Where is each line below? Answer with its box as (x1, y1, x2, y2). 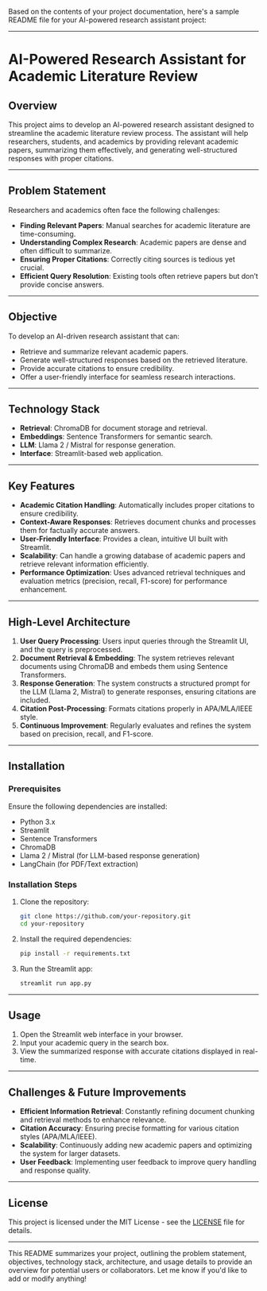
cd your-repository (19, 919, 85, 928)
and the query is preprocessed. (19, 645, 123, 655)
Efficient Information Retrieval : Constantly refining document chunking (19, 1107, 255, 1116)
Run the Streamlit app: (19, 964, 93, 973)
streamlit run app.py (19, 979, 91, 988)
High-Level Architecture (8, 615, 131, 628)
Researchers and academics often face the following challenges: (8, 205, 220, 215)
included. (19, 695, 51, 705)
